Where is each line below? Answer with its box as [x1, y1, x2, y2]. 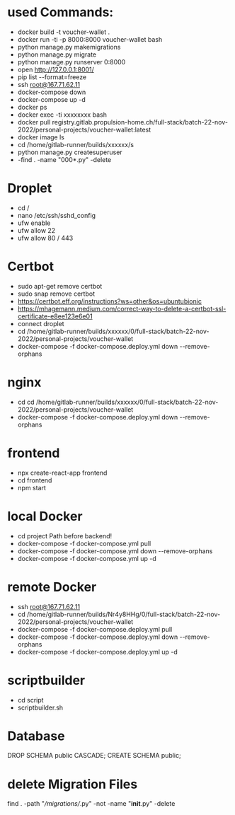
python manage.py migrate [17, 50, 97, 59]
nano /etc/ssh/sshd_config [17, 211, 96, 219]
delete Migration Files [7, 776, 138, 792]
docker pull [17, 117, 51, 126]
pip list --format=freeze [17, 72, 87, 81]
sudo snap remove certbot [17, 289, 96, 298]
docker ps [17, 103, 47, 111]
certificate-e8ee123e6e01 [17, 312, 93, 320]
